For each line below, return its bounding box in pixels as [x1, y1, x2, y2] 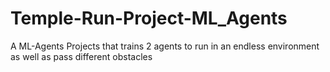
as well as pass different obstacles [10, 50, 153, 62]
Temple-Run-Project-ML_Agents [10, 7, 288, 30]
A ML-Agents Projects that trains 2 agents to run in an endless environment [10, 40, 320, 52]
